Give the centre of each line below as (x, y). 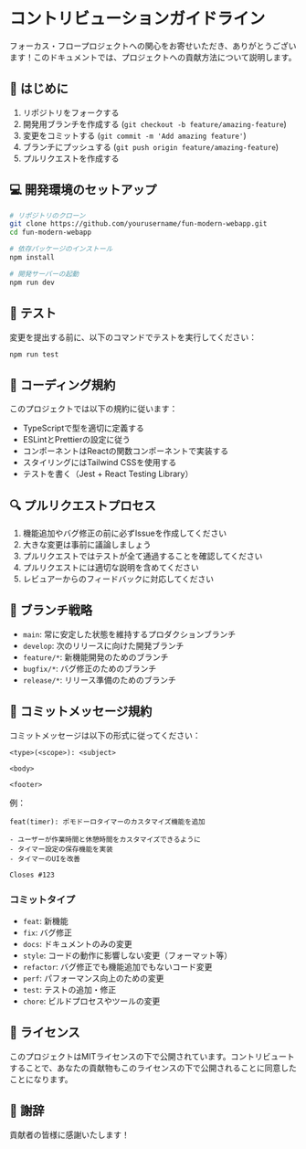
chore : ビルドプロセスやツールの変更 (91, 1001)
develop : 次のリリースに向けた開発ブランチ (103, 645)
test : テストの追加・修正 (69, 989)
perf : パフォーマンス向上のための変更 (93, 978)
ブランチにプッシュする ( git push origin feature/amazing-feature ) (151, 146)
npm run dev (32, 282)
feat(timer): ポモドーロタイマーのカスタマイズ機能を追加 (107, 822)
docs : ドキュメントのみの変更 (77, 943)
